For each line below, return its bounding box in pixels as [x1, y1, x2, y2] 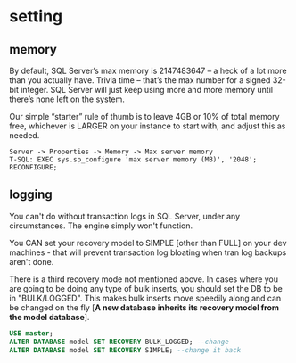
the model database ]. [9, 311, 90, 322]
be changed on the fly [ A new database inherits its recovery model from [9, 301, 279, 313]
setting [9, 6, 63, 27]
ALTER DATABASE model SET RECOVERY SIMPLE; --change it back [9, 345, 242, 354]
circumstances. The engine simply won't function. [9, 220, 193, 231]
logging [9, 187, 53, 202]
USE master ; [9, 328, 53, 338]
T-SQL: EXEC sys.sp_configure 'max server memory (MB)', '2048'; [9, 155, 257, 164]
